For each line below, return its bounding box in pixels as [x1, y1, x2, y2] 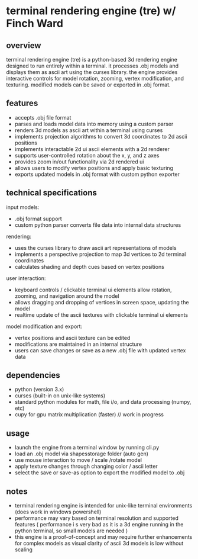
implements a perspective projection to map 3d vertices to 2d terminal [14, 250, 186, 258]
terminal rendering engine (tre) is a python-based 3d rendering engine [6, 56, 177, 63]
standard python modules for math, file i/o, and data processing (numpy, [14, 399, 191, 406]
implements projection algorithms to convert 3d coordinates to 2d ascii [14, 133, 187, 140]
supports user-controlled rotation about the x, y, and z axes [14, 152, 160, 159]
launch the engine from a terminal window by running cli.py [14, 444, 160, 451]
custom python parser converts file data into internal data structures [14, 221, 181, 229]
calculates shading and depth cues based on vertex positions [14, 263, 164, 270]
